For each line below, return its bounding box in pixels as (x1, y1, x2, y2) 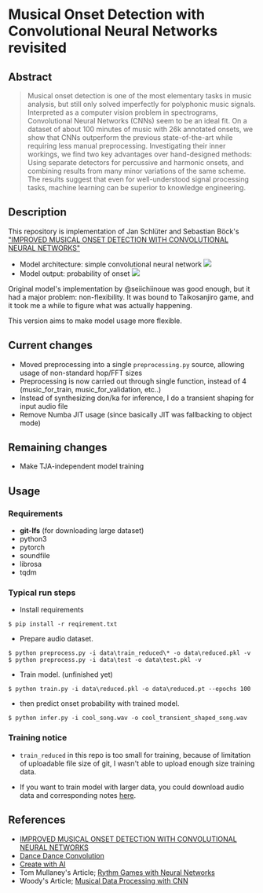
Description (8, 206, 67, 219)
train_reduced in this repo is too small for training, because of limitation (19, 750, 251, 759)
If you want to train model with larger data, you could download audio (19, 782, 245, 792)
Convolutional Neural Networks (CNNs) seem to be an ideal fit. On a (27, 116, 247, 125)
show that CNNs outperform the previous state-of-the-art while (27, 133, 233, 142)
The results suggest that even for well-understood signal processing (27, 175, 250, 184)
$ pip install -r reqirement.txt (8, 620, 118, 628)
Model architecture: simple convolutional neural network (19, 259, 203, 269)
